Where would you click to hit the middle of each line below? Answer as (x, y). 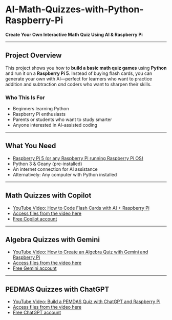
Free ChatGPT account (37, 313)
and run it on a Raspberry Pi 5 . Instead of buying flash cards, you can (79, 73)
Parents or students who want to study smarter (62, 119)
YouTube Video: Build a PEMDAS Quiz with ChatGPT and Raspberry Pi (87, 302)
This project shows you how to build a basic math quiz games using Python (86, 68)
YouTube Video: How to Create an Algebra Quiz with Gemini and (80, 252)
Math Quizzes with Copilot (48, 196)
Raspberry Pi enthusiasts (39, 114)
